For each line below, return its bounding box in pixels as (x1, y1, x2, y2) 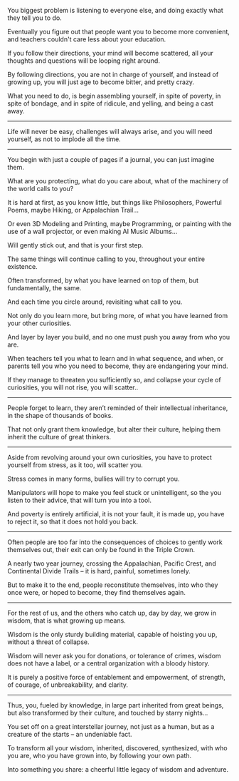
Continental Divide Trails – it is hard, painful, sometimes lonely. (7, 567, 191, 575)
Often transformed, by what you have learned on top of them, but (7, 276, 199, 285)
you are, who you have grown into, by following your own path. (7, 752, 192, 760)
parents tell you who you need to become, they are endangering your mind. (7, 362, 229, 370)
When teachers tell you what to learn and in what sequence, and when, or (7, 354, 224, 362)
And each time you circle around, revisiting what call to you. (7, 297, 183, 306)
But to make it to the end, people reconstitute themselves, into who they (7, 581, 218, 589)
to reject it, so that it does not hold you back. (7, 517, 139, 526)
